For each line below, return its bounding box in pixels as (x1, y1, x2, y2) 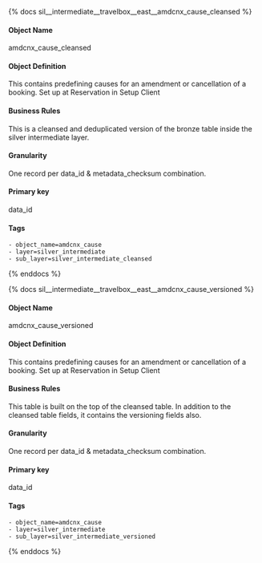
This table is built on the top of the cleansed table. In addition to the (8, 401, 232, 411)
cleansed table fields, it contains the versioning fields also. (8, 410, 202, 419)
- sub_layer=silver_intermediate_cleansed (8, 255, 152, 263)
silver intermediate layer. (8, 132, 90, 142)
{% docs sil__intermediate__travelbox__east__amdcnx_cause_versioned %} (8, 285, 255, 294)
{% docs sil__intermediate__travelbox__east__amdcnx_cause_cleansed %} (8, 7, 252, 16)
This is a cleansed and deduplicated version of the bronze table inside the (8, 124, 252, 133)
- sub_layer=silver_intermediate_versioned (8, 533, 156, 541)
